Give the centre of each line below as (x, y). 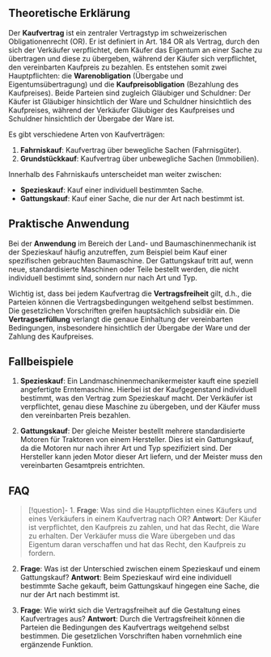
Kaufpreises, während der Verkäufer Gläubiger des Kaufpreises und (121, 110)
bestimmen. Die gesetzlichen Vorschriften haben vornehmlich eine (131, 636)
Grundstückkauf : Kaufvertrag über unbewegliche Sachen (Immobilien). (139, 158)
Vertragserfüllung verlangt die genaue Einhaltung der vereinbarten (121, 319)
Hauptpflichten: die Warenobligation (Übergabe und (96, 75)
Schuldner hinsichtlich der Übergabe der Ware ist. (92, 118)
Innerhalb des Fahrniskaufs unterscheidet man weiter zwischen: (115, 174)
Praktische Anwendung (69, 224)
